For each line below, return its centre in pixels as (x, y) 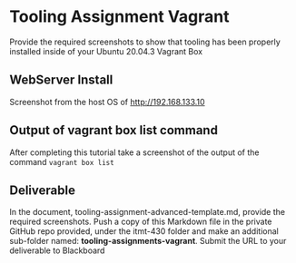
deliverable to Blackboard (57, 250)
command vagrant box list (62, 161)
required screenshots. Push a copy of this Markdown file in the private (141, 222)
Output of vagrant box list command (113, 130)
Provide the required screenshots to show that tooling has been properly (145, 42)
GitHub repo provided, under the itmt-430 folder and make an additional (144, 231)
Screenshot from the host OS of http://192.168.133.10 (108, 102)
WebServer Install (61, 80)
